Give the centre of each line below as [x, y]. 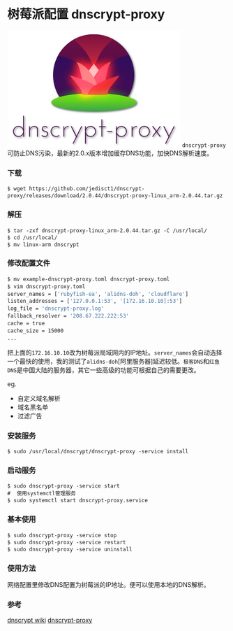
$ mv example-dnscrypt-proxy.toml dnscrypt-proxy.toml [89, 279]
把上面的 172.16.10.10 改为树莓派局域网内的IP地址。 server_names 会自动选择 [115, 352]
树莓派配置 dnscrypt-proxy [86, 14]
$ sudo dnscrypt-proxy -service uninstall [70, 549]
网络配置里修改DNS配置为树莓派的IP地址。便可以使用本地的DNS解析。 [108, 584]
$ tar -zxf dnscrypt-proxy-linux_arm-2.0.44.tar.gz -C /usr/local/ [107, 231]
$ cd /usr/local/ [32, 237]
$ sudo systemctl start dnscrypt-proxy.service [78, 501]
